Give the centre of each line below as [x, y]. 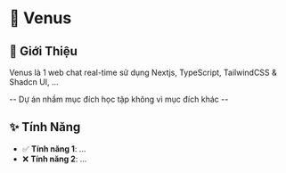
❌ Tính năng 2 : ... [54, 159]
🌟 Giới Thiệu [44, 51]
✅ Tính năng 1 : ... [54, 148]
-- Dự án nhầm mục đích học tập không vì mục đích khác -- [119, 99]
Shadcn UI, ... [34, 82]
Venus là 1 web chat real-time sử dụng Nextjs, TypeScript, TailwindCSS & [143, 72]
